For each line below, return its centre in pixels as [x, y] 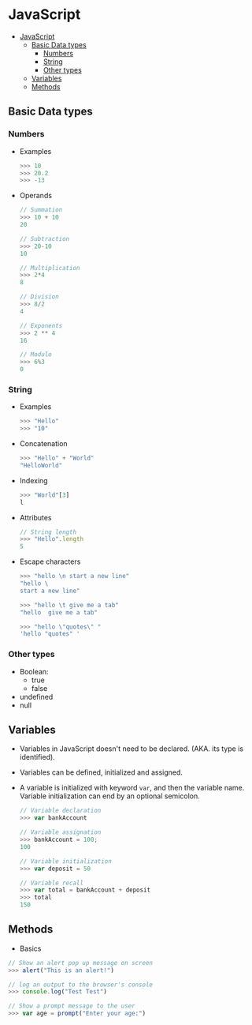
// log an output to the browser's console [81, 985]
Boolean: [34, 671]
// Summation [41, 210]
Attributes [35, 517]
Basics [30, 948]
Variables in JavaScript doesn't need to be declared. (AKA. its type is [132, 749]
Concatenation [44, 444]
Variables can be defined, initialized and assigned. [101, 772]
